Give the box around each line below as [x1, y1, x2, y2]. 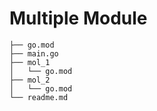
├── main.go [9, 48, 59, 59]
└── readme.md [9, 92, 69, 102]
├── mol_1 [9, 57, 51, 67]
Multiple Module [9, 7, 148, 30]
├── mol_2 [9, 75, 51, 85]
